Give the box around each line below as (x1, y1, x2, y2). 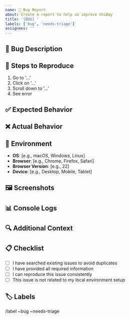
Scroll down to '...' (12, 86, 49, 92)
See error (12, 91, 32, 97)
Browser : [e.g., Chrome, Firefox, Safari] (12, 158, 94, 164)
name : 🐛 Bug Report (5, 7, 46, 13)
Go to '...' (12, 75, 31, 81)
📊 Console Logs (5, 204, 57, 212)
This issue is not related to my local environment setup (12, 277, 125, 283)
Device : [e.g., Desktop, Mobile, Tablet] (12, 168, 92, 174)
